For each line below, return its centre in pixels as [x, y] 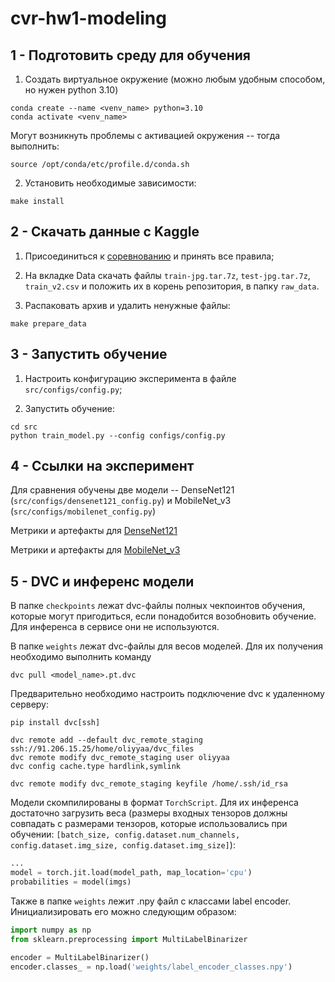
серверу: [30, 704]
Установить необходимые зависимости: [110, 183]
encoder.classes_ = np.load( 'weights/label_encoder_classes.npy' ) [151, 967]
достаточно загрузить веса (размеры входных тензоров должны [149, 813]
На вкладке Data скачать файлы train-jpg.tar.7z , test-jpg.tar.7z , [167, 275]
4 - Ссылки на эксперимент [102, 466]
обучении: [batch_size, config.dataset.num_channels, [125, 834]
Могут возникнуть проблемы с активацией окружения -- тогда [145, 135]
